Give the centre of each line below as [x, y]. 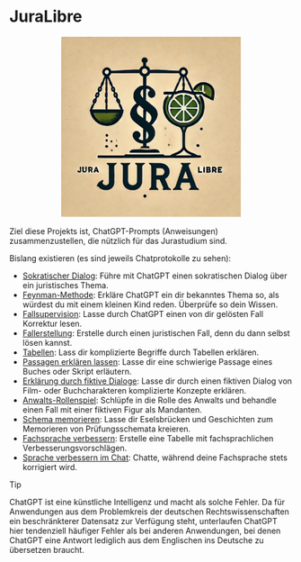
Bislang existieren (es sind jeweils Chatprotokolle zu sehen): [120, 258]
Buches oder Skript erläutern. [77, 371]
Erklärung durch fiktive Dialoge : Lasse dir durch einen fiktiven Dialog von [157, 381]
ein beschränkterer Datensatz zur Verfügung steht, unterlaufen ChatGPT [144, 521]
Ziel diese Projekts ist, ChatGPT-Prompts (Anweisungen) [114, 231]
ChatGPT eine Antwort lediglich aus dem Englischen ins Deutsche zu [137, 540]
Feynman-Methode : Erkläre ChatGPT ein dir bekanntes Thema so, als [151, 295]
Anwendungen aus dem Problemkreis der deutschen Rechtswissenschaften [150, 512]
